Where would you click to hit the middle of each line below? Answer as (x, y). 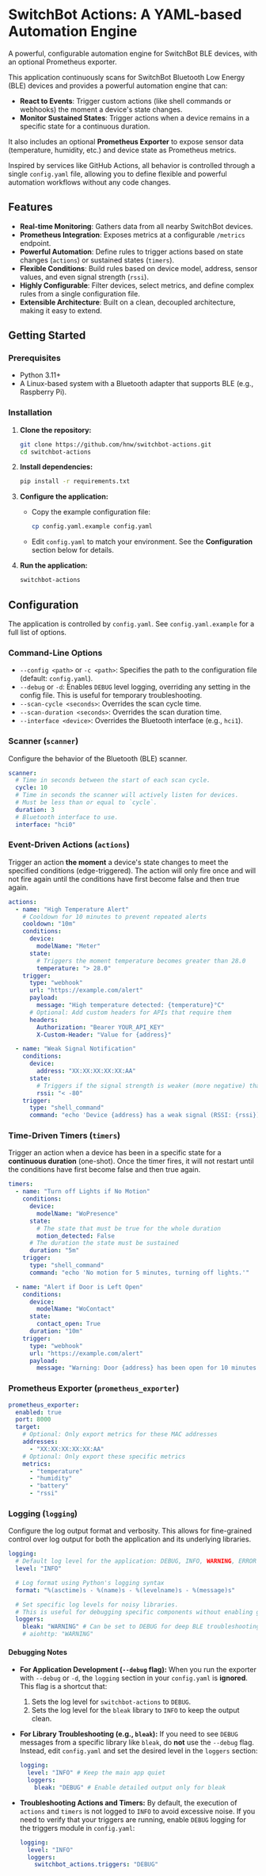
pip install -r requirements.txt (75, 481)
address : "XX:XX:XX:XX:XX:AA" (86, 1071)
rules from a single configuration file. (80, 293)
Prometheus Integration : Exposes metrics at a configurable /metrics (132, 235)
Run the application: (54, 565)
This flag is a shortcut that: (63, 1686)
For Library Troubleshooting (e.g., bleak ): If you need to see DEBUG (129, 1734)
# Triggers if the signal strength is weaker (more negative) (141, 1085)
